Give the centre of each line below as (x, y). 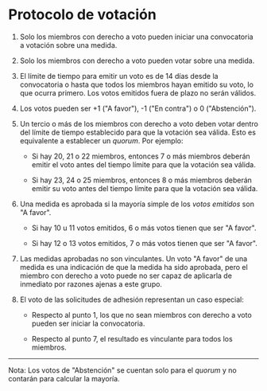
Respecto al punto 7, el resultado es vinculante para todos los (132, 338)
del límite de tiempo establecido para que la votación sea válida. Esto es (138, 132)
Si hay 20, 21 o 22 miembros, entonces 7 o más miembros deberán (141, 156)
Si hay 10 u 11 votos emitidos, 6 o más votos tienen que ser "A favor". (144, 228)
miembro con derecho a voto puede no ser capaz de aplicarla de (126, 276)
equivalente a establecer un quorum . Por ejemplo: (101, 140)
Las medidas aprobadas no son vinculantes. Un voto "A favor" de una (133, 258)
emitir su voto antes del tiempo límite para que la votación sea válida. (145, 188)
